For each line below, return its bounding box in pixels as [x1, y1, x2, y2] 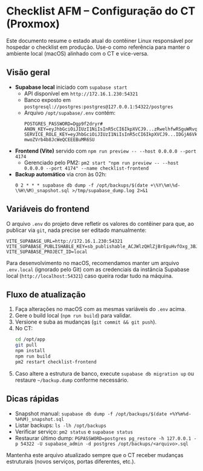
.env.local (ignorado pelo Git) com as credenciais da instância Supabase [6, 266, 190, 273]
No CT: [14, 325, 33, 332]
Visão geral [6, 68, 50, 78]
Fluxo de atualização [6, 289, 86, 300]
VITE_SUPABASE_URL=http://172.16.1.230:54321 [6, 238, 123, 244]
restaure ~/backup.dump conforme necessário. [14, 376, 129, 383]
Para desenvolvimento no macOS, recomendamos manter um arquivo [6, 259, 179, 266]
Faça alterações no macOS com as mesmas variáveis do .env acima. [14, 306, 186, 313]
